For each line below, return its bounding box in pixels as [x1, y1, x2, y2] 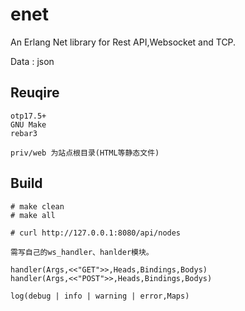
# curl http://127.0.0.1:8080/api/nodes [10, 228, 182, 238]
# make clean [10, 201, 65, 212]
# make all [10, 210, 56, 220]
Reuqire [10, 84, 60, 102]
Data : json [10, 55, 55, 67]
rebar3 [10, 128, 38, 138]
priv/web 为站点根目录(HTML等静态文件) [10, 148, 160, 158]
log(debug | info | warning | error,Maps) [10, 291, 190, 301]
